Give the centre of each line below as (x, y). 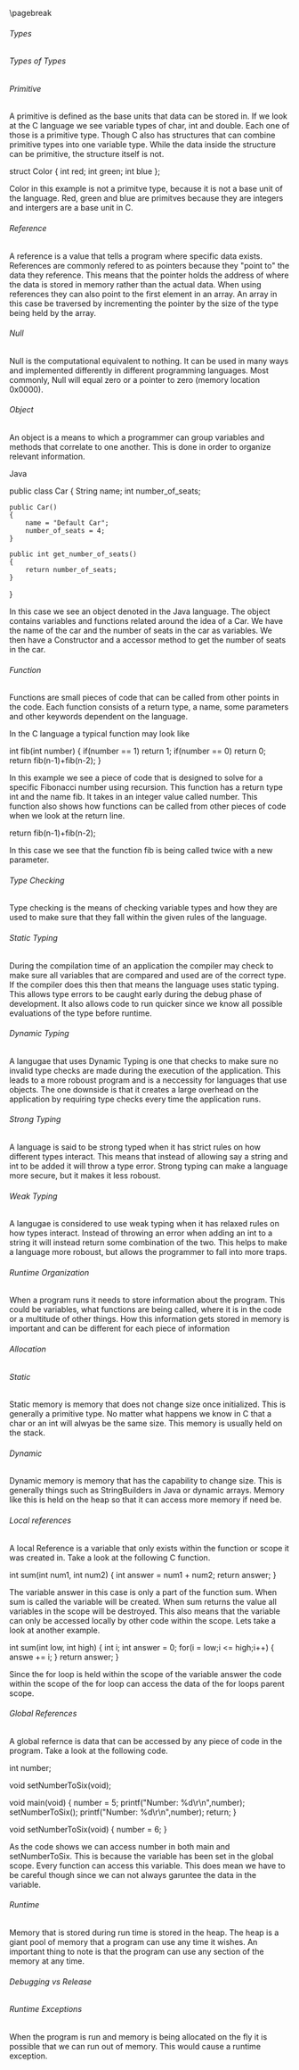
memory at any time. (47, 1961)
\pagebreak (30, 13)
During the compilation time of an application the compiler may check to (141, 965)
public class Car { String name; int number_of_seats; (105, 491)
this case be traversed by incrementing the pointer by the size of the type (144, 303)
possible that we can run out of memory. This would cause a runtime (135, 2046)
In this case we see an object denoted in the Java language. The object (140, 611)
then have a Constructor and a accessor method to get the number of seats (148, 640)
